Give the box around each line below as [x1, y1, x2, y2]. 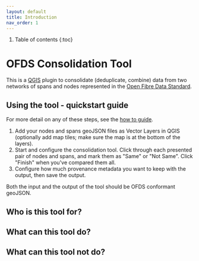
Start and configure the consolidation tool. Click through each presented [14, 146, 192, 153]
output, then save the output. [14, 172, 86, 179]
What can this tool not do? [6, 247, 106, 257]
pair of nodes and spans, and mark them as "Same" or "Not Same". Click [14, 153, 193, 160]
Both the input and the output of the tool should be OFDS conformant [6, 183, 175, 190]
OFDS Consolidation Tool [6, 57, 132, 70]
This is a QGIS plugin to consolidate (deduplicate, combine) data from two [6, 77, 187, 84]
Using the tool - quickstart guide [6, 100, 129, 110]
